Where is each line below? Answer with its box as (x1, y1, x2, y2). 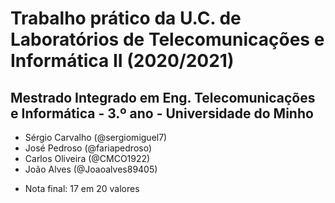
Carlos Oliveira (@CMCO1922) (24, 153, 151, 164)
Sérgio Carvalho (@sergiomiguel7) (24, 132, 168, 143)
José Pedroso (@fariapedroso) (24, 142, 153, 154)
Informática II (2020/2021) (10, 50, 235, 72)
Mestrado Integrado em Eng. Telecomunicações (10, 89, 316, 106)
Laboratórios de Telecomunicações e (10, 28, 325, 51)
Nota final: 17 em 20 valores (24, 183, 140, 194)
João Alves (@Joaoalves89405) (24, 163, 158, 175)
